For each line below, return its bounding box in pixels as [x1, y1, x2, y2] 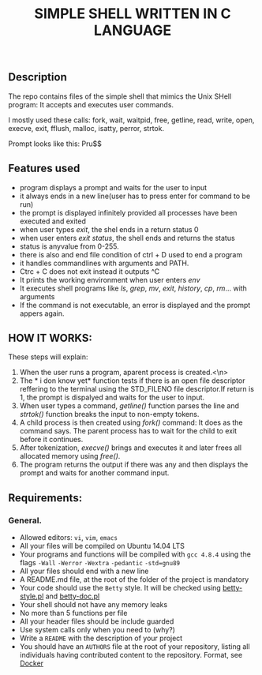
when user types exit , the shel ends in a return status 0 [19, 224, 199, 234]
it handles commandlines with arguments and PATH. [19, 258, 189, 268]
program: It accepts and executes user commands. [8, 99, 174, 109]
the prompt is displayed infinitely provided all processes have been [19, 208, 238, 217]
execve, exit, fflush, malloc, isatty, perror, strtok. [8, 123, 164, 133]
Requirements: [8, 491, 83, 504]
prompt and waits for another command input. [19, 468, 170, 478]
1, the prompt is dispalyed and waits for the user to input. [19, 392, 205, 403]
